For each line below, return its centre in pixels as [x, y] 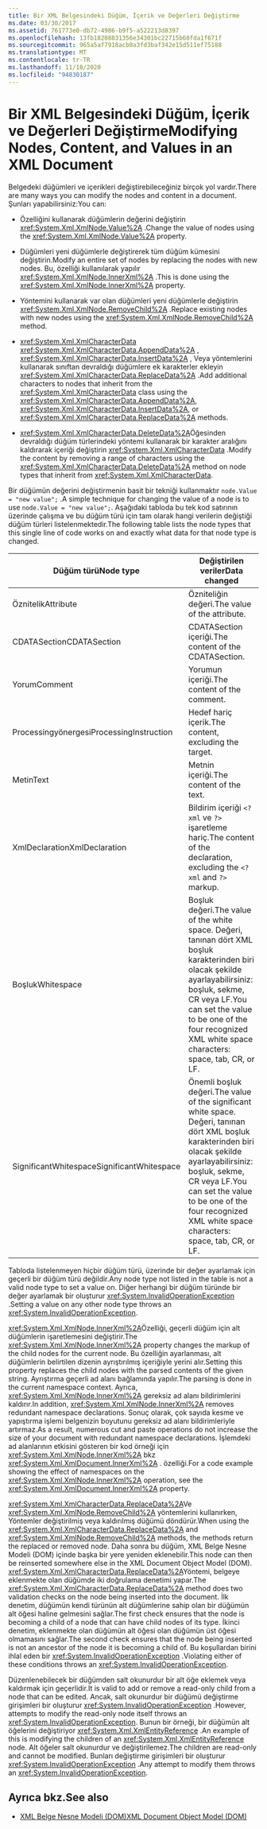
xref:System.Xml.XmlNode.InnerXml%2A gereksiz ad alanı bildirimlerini [124, 1395]
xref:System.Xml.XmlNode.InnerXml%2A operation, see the [106, 1480]
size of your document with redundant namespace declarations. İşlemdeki [130, 1438]
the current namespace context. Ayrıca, [73, 1387]
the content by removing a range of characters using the [112, 458]
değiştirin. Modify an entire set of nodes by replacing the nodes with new [139, 260]
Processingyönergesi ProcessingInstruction [93, 732]
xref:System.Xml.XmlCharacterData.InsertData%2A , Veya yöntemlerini [136, 358]
